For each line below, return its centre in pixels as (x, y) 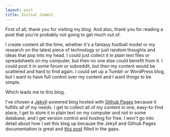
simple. (13, 82)
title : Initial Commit (29, 15)
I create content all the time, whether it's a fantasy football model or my (80, 44)
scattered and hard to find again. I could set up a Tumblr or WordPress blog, (85, 71)
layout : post (19, 10)
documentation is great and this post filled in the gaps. (63, 129)
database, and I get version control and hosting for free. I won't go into (80, 118)
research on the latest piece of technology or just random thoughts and (80, 50)
